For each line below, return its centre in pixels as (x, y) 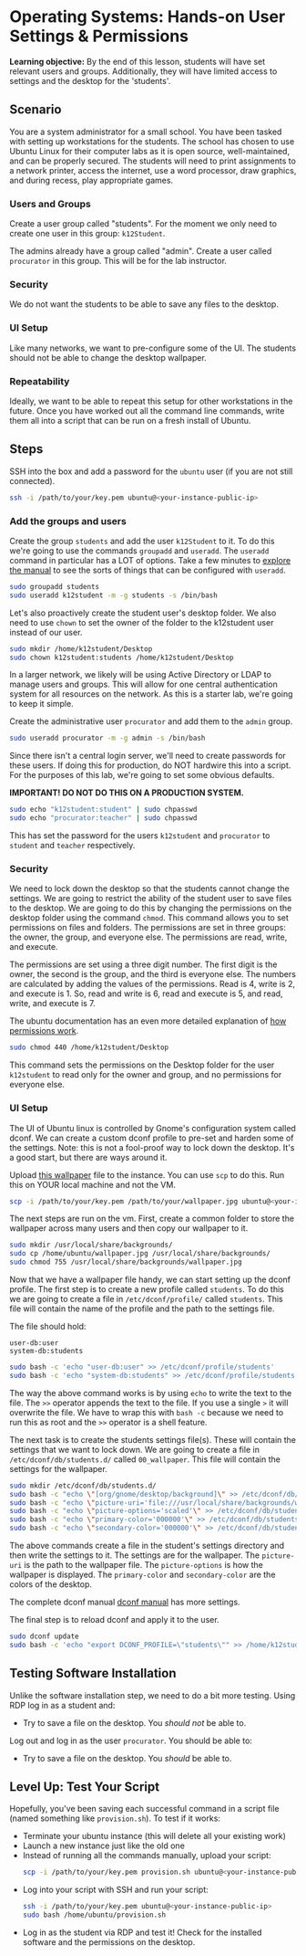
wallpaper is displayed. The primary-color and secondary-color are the (143, 1575)
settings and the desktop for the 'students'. (90, 80)
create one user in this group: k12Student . (87, 234)
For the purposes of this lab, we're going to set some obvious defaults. (142, 775)
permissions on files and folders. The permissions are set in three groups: (148, 928)
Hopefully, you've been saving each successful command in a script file (144, 1809)
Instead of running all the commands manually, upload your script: (147, 1856)
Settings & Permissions (99, 36)
